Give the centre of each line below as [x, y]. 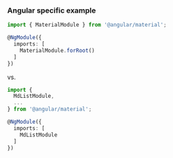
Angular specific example [52, 10]
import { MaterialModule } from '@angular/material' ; [87, 25]
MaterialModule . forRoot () [58, 50]
